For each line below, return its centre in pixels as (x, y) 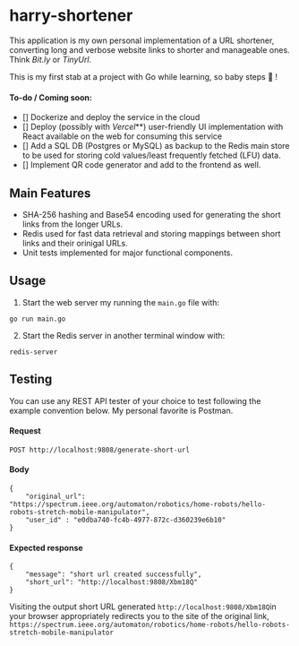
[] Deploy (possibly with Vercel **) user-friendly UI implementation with (153, 127)
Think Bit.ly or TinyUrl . (51, 59)
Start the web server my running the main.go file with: (121, 302)
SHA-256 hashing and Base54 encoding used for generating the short (151, 214)
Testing (31, 379)
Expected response (46, 547)
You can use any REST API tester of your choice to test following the (135, 401)
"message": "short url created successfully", (114, 574)
